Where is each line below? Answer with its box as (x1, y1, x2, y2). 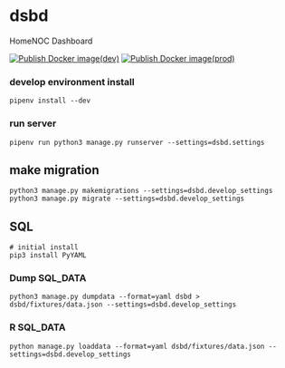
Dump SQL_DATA (9, 272, 87, 285)
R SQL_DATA (9, 321, 66, 334)
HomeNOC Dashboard (9, 35, 93, 46)
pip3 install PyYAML (9, 251, 88, 260)
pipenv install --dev (9, 96, 91, 105)
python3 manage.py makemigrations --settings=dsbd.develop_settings (9, 187, 273, 196)
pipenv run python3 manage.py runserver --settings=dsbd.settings (9, 138, 265, 147)
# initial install (9, 243, 79, 252)
